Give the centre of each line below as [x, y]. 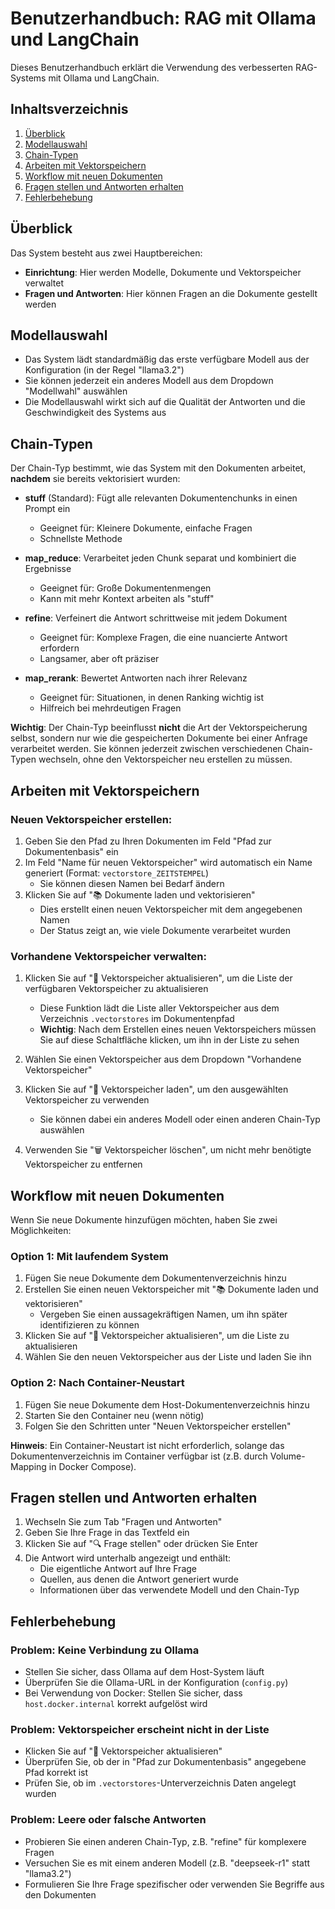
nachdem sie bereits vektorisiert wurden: [95, 479]
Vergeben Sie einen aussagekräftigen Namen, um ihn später [163, 1314]
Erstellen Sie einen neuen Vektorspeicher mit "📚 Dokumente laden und [171, 1289]
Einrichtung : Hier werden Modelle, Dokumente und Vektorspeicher [163, 272]
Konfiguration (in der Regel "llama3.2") [104, 370]
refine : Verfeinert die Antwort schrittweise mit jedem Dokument [156, 618]
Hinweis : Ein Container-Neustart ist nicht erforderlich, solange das [147, 1445]
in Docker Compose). [92, 1466]
